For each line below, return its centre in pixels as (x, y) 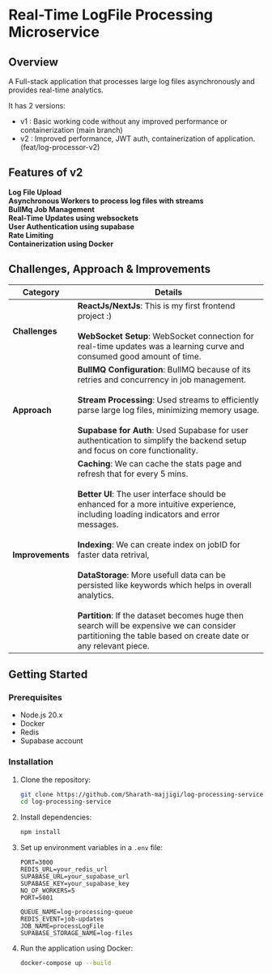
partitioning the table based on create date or (163, 636)
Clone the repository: (55, 780)
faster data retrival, (113, 555)
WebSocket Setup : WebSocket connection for (166, 336)
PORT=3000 (37, 863)
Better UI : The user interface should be (152, 494)
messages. (98, 524)
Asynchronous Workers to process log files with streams (106, 201)
